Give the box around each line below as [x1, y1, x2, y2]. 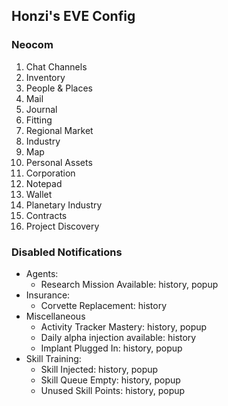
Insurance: [25, 289, 71, 301]
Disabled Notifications [11, 245, 123, 259]
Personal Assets [25, 156, 93, 168]
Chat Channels [25, 60, 88, 73]
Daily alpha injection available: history [40, 331, 197, 343]
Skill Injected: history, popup [40, 363, 159, 375]
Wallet [25, 188, 53, 200]
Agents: [25, 267, 59, 279]
